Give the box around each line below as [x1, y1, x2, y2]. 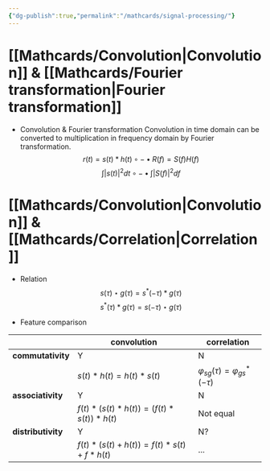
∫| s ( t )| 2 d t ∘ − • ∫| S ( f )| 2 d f [101, 167, 181, 178]
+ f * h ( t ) [77, 448, 111, 460]
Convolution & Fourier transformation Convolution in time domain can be [19, 124, 260, 134]
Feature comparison [19, 317, 87, 327]
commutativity [12, 350, 70, 362]
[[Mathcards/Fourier [43, 64, 183, 81]
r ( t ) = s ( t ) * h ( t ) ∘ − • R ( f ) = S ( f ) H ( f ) [83, 154, 199, 163]
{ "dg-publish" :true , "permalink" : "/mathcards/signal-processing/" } [8, 11, 235, 20]
